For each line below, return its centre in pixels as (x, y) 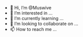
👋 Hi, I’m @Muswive (31, 8)
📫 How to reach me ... (33, 29)
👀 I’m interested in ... (31, 13)
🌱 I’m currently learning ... (37, 18)
